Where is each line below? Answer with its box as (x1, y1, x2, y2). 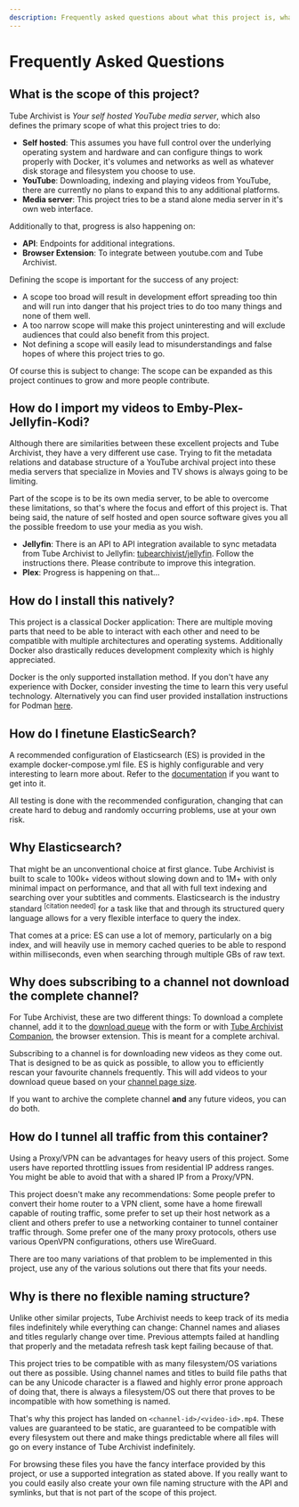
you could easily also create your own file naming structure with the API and (9, 1478, 288, 1488)
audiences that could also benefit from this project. (21, 329, 210, 339)
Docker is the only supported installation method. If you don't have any (9, 672, 270, 682)
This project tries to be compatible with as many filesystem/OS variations (9, 1357, 278, 1368)
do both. (9, 1104, 40, 1114)
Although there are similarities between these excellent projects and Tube (9, 438, 279, 449)
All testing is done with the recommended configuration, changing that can (9, 795, 284, 806)
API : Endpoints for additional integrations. (21, 238, 175, 248)
